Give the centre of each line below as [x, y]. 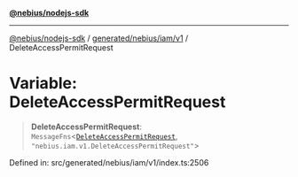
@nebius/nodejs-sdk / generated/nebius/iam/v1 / [99, 38]
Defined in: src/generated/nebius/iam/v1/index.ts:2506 [109, 162]
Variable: [43, 84]
